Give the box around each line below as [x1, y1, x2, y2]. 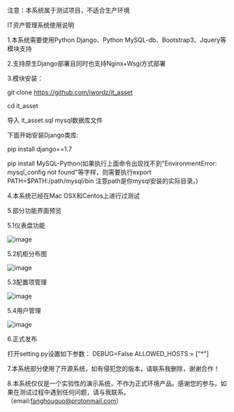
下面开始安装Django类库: [7, 131, 79, 139]
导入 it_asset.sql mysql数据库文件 [7, 116, 103, 124]
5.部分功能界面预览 [7, 207, 61, 214]
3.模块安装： [7, 74, 44, 82]
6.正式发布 [7, 334, 38, 343]
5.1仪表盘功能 [7, 221, 45, 229]
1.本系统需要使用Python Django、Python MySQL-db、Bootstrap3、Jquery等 [7, 36, 227, 44]
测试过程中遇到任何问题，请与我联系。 [19, 388, 130, 396]
